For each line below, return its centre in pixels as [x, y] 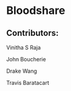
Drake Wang [22, 71]
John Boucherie [26, 59]
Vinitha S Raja [24, 47]
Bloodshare [36, 11]
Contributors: [32, 33]
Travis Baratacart [28, 83]
